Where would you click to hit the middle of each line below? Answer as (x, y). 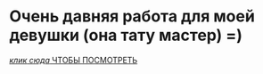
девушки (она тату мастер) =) (126, 35)
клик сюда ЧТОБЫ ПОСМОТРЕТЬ (74, 60)
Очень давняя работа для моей (132, 16)
